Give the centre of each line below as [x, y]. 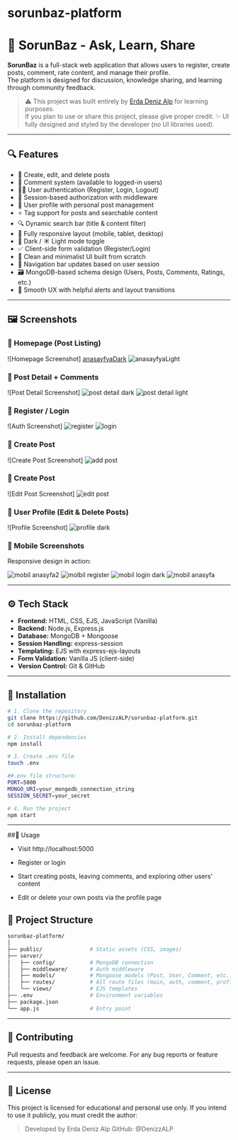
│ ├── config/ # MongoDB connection [80, 962]
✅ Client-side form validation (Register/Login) [84, 249]
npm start [22, 815]
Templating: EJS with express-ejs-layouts [79, 651]
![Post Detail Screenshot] [44, 392]
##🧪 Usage [24, 835]
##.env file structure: [42, 776]
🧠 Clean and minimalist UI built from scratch [82, 256]
